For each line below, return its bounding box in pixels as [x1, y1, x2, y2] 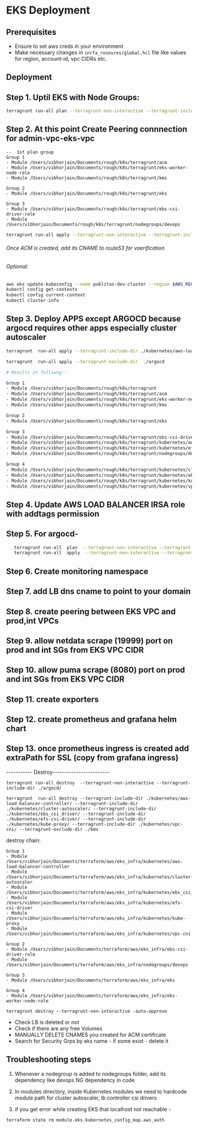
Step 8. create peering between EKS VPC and [6, 606, 176, 617]
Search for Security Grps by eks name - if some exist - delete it [14, 1037, 169, 1045]
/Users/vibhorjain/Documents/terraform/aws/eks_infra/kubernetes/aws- [6, 858, 183, 865]
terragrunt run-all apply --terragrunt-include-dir [6, 348, 138, 354]
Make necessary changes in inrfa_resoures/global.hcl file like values [14, 49, 187, 56]
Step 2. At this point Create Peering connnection [6, 125, 187, 135]
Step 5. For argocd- [6, 529, 78, 539]
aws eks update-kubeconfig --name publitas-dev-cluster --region [6, 281, 170, 287]
